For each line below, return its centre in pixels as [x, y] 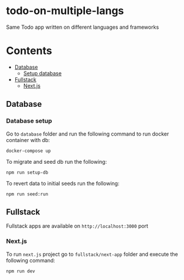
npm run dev [21, 271]
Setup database [42, 73]
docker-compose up [28, 151]
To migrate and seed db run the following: [57, 161]
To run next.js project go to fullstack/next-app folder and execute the [92, 254]
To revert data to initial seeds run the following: [63, 183]
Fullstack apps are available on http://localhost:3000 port [77, 226]
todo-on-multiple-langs [65, 11]
